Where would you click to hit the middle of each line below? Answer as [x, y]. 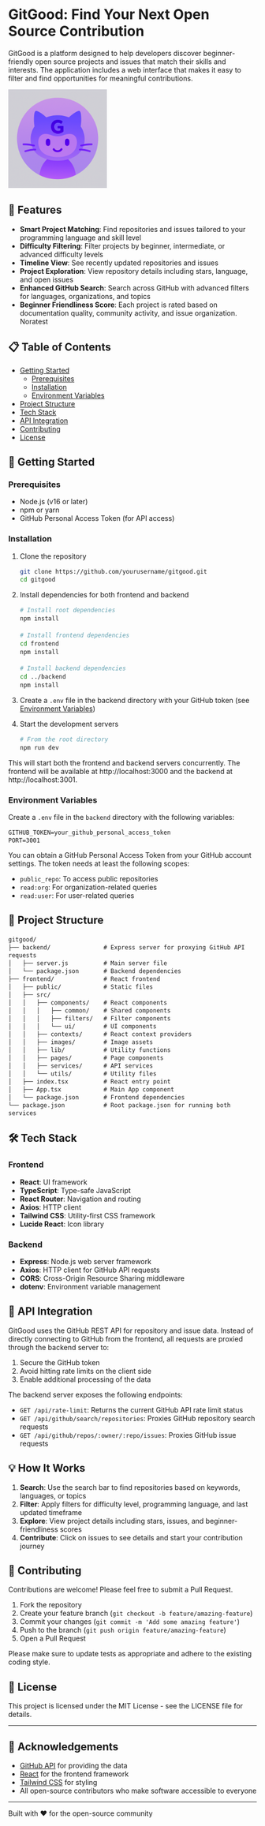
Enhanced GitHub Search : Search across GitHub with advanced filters [134, 288]
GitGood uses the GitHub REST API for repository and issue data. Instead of [131, 1330]
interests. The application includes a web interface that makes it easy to [125, 69]
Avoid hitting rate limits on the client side [86, 1371]
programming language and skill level [80, 238]
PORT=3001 [24, 841]
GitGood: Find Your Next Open [109, 15]
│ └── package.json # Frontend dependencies [97, 1097]
